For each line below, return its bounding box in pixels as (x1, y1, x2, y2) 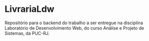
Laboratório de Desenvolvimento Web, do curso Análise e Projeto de (4, 25, 145, 31)
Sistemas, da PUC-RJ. (4, 30, 50, 36)
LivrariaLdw (4, 3, 55, 15)
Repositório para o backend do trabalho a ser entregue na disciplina (4, 20, 143, 26)
